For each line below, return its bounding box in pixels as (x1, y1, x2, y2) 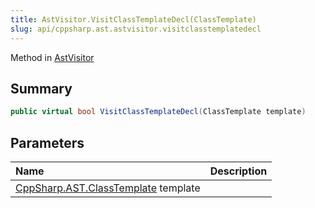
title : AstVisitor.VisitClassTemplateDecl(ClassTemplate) (10, 14, 257, 25)
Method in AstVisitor (10, 51, 95, 63)
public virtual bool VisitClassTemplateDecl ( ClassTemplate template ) (10, 107, 307, 117)
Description (209, 164, 268, 178)
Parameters (10, 134, 85, 151)
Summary (10, 80, 73, 97)
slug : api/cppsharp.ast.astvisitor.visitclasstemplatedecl (10, 24, 262, 34)
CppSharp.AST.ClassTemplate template (15, 181, 201, 195)
